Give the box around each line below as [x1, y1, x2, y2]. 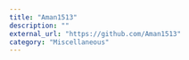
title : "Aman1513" [9, 12, 78, 22]
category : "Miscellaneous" [9, 37, 110, 47]
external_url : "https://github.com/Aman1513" [9, 29, 181, 38]
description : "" [9, 21, 70, 30]
